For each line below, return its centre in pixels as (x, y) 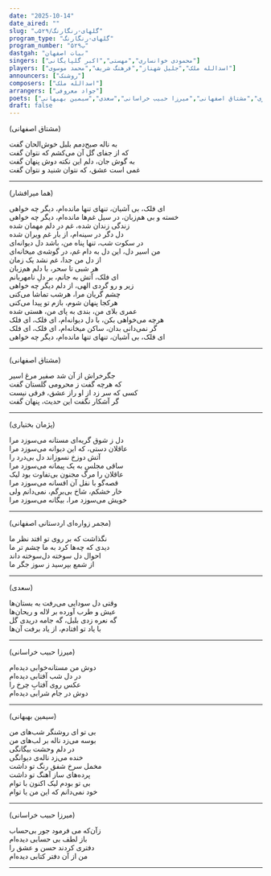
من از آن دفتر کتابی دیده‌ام (48, 856)
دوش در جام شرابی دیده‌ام (49, 693)
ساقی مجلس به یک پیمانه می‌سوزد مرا (66, 466)
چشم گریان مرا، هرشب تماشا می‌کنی (65, 294)
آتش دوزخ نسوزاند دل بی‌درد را (55, 457)
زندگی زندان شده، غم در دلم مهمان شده (70, 225)
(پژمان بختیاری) (32, 424)
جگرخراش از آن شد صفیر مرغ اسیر (62, 376)
